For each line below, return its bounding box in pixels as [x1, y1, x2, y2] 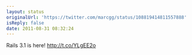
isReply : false [6, 20, 45, 26]
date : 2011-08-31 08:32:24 [6, 25, 74, 32]
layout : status [6, 8, 45, 15]
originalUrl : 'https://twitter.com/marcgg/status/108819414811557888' [6, 14, 187, 20]
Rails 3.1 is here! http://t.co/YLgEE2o [6, 42, 96, 49]
